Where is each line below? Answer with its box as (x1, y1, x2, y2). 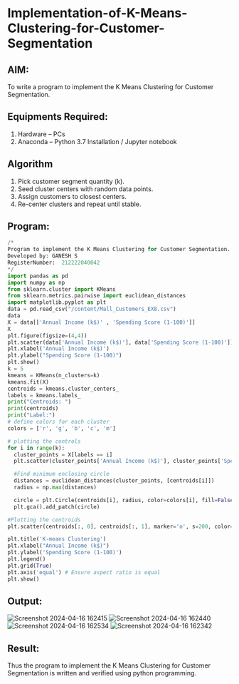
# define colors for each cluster (7, 419, 110, 426)
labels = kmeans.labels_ (7, 392, 81, 399)
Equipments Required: (7, 111, 108, 123)
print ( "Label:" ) (7, 412, 55, 419)
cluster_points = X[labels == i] (14, 451, 113, 458)
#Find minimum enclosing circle (14, 471, 110, 478)
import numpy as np (7, 279, 65, 286)
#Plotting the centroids (7, 516, 81, 524)
